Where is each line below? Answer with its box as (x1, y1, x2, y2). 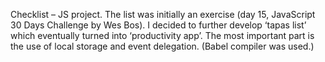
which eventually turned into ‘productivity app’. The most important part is (10, 30, 315, 41)
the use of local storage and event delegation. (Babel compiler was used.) (10, 40, 315, 52)
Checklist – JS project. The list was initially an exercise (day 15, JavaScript (10, 9, 316, 20)
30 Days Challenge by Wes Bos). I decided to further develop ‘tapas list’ (10, 19, 307, 31)
